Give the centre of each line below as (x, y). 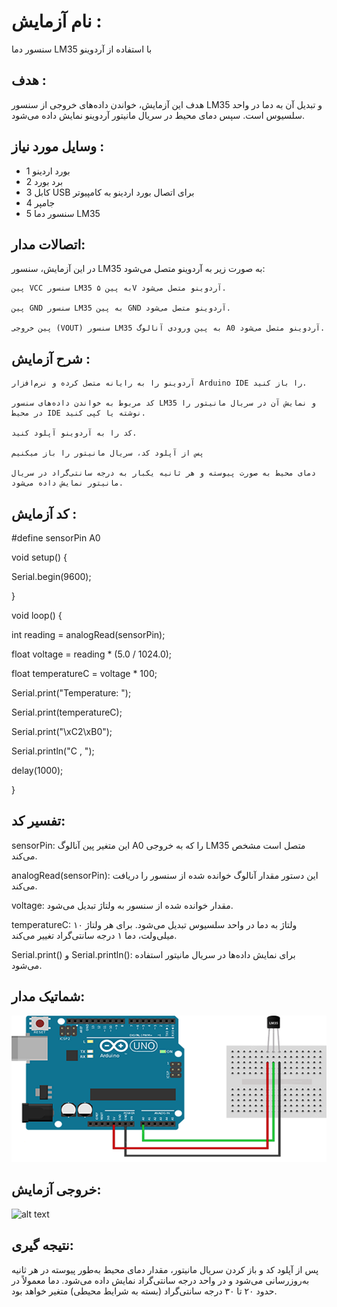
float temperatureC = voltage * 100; (84, 673)
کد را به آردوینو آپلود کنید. (74, 433)
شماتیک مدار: (48, 996)
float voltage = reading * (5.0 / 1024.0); (92, 654)
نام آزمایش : (57, 21)
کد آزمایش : (44, 513)
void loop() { (37, 615)
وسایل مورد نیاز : (58, 146)
